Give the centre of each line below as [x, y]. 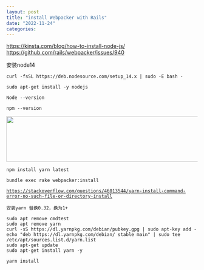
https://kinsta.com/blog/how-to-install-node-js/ [66, 46]
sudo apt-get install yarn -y [45, 251]
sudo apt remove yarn [34, 224]
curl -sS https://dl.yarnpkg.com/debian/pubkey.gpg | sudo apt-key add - [102, 229]
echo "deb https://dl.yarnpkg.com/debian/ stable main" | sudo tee [93, 235]
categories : [21, 29]
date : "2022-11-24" [31, 23]
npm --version [24, 109]
